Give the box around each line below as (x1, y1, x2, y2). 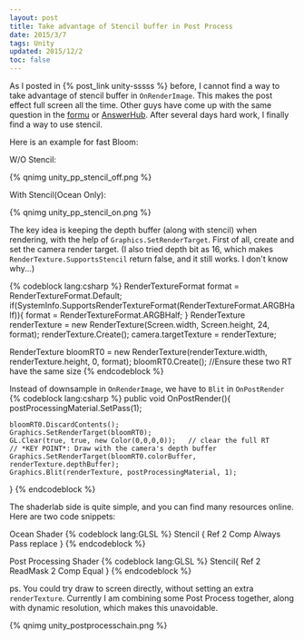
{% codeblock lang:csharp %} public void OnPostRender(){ (9, 393, 231, 404)
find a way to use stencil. (9, 119, 103, 130)
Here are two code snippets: (9, 511, 116, 522)
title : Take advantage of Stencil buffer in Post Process (9, 22, 233, 31)
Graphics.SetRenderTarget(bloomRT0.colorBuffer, (9, 452, 197, 461)
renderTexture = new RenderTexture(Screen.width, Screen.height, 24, (9, 320, 270, 330)
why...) (9, 263, 34, 273)
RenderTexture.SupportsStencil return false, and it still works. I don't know (9, 253, 289, 264)
